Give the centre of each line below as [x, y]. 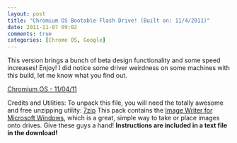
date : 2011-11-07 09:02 [42, 27]
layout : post [27, 14]
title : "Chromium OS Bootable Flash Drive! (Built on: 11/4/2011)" [109, 21]
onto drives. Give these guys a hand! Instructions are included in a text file [117, 125]
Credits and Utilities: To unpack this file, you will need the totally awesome [116, 103]
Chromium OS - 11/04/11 [42, 89]
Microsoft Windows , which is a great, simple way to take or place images [114, 118]
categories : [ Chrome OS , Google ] [57, 40]
